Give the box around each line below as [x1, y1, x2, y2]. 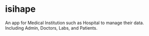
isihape [5, 3, 36, 15]
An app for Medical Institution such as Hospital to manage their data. [5, 20, 144, 26]
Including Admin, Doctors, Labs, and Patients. [5, 25, 97, 31]
